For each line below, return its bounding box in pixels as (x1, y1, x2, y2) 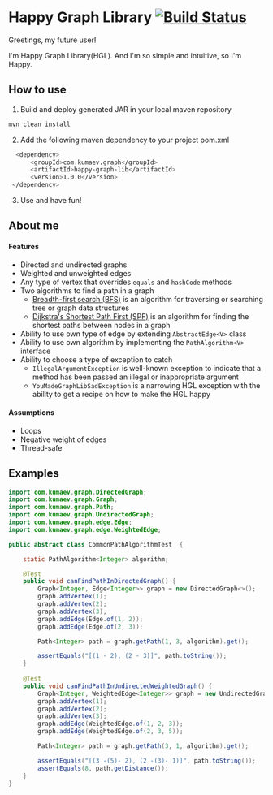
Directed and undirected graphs (19, 260, 128, 270)
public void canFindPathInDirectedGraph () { (23, 577, 176, 585)
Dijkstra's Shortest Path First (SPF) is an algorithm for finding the (32, 311, 249, 321)
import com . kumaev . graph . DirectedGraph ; (8, 488, 148, 496)
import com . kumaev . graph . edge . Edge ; (8, 518, 132, 527)
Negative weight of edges (19, 434, 107, 444)
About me (8, 219, 59, 233)
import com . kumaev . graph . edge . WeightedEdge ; (8, 525, 162, 534)
